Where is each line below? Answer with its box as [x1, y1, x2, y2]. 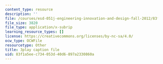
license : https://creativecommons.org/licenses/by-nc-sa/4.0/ [5, 34, 133, 39]
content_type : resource [5, 7, 53, 12]
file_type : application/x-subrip [5, 25, 73, 30]
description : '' [5, 12, 38, 16]
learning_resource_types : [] [5, 29, 64, 34]
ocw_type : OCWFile [5, 38, 42, 43]
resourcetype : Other [5, 43, 47, 48]
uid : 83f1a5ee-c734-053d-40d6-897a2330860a [5, 51, 95, 57]
